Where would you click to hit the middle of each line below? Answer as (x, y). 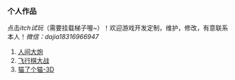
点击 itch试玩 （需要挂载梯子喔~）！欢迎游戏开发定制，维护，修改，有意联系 (118, 28)
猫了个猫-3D (36, 69)
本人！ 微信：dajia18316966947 (53, 37)
